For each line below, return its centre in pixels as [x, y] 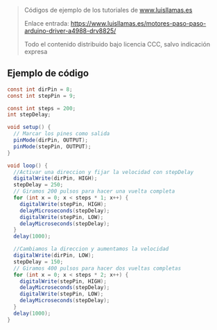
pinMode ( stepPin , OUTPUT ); [52, 146]
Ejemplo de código [48, 73]
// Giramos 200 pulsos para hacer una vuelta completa [94, 191]
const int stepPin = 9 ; [42, 96]
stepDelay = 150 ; [38, 262]
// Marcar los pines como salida [62, 134]
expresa [36, 52]
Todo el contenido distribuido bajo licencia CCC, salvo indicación [117, 44]
